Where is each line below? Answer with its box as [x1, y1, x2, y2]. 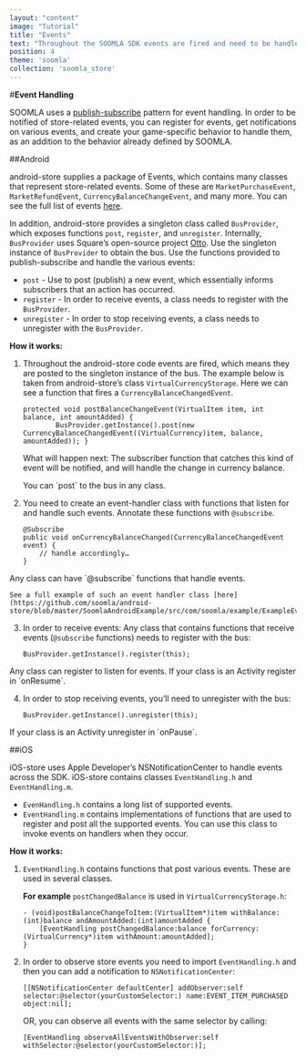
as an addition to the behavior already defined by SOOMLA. [9, 136, 233, 147]
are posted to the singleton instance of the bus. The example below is [22, 367, 285, 378]
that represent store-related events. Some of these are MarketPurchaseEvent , [9, 180, 296, 191]
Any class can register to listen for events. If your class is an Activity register [9, 665, 297, 676]
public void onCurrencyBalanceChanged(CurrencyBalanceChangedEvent [22, 532, 284, 542]
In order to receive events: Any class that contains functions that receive [22, 622, 295, 633]
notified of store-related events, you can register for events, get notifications [9, 116, 297, 128]
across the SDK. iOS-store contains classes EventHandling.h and [9, 771, 253, 782]
